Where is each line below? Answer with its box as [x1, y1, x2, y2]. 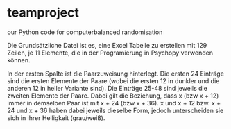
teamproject [7, 5, 80, 21]
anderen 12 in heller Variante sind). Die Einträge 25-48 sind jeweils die [7, 84, 208, 92]
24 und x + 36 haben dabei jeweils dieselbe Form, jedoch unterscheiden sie [7, 106, 224, 114]
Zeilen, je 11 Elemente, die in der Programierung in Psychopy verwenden [7, 49, 214, 57]
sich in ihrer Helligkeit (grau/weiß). [7, 113, 105, 122]
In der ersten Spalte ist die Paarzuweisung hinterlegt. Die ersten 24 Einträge [7, 69, 224, 78]
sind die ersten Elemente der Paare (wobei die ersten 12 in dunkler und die [7, 76, 220, 85]
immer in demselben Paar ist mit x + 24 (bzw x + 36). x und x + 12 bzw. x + [7, 98, 221, 107]
